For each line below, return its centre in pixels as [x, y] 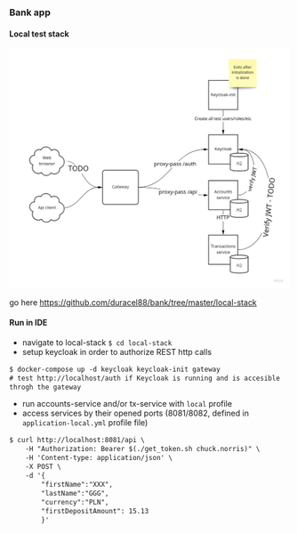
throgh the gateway [45, 387]
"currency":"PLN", [75, 502]
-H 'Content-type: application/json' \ [99, 457]
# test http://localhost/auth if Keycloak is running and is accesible [144, 378]
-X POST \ [44, 466]
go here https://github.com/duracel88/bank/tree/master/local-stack [133, 302]
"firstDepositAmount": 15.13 [95, 511]
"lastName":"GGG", [75, 493]
